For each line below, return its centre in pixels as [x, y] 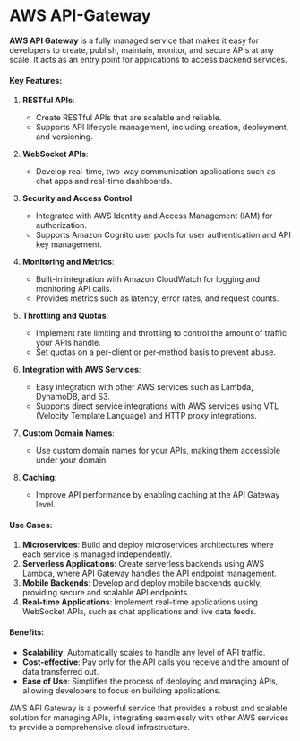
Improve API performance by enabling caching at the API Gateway [158, 495]
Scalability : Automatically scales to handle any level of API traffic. [144, 652]
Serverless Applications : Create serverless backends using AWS [143, 564]
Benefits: [27, 632]
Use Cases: [31, 525]
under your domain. [72, 460]
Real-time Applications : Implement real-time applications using [140, 602]
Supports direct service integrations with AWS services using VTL [157, 406]
